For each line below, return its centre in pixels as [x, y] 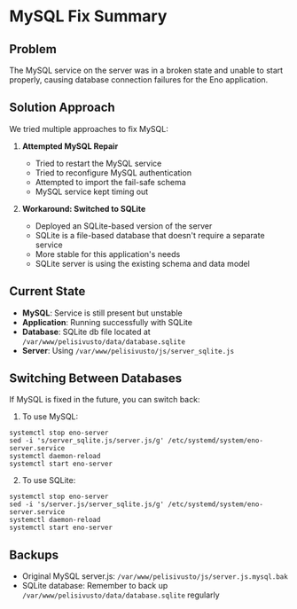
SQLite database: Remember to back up [95, 586]
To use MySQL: [50, 417]
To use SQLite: [49, 480]
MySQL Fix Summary [88, 16]
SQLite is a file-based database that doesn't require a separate [150, 235]
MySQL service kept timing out [92, 191]
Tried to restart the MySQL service [98, 163]
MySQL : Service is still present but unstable [102, 313]
